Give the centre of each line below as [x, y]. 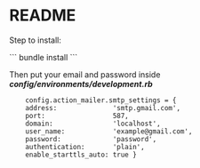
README [43, 16]
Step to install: [36, 40]
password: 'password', [91, 139]
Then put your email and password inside [85, 74]
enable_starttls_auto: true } [81, 155]
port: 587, [77, 116]
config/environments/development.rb [81, 84]
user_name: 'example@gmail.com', [109, 131]
